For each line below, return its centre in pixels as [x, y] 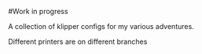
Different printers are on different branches [78, 41]
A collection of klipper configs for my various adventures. [101, 26]
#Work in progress [38, 11]
